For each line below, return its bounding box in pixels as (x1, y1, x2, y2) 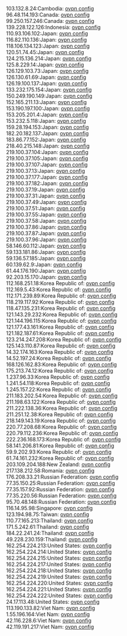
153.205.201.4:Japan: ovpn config (6, 111, 88, 118)
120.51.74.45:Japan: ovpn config (6, 49, 84, 55)
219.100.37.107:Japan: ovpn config (6, 161, 88, 168)
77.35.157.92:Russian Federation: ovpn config (6, 486, 115, 493)
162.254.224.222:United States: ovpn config (6, 592, 113, 599)
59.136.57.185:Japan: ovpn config (6, 255, 86, 262)
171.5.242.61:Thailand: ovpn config (6, 523, 90, 530)
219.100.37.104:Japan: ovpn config (6, 149, 89, 155)
